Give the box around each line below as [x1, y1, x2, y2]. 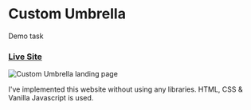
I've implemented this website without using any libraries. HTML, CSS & [8, 84, 243, 94]
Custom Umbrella [8, 5, 126, 23]
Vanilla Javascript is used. [8, 93, 94, 103]
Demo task [8, 31, 44, 41]
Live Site [8, 51, 42, 62]
